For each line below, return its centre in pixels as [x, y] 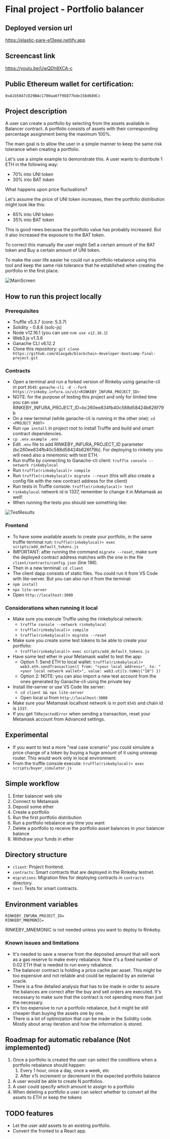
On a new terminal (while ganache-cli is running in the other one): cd [84, 418]
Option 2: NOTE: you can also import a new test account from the [88, 676]
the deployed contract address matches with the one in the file [78, 557]
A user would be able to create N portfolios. [58, 1081]
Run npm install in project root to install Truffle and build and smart [83, 428]
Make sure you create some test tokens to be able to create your [80, 641]
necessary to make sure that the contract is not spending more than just [88, 997]
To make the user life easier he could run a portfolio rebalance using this [81, 260]
